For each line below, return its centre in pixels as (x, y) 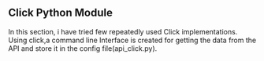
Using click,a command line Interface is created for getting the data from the (132, 40)
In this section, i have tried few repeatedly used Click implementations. (123, 31)
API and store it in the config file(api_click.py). (83, 48)
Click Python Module (60, 13)
